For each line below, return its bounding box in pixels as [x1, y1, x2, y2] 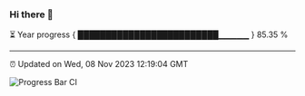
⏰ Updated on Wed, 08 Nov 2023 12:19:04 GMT [9, 59, 189, 70]
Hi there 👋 [9, 8, 54, 21]
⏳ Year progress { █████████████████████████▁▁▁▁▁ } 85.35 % [9, 29, 289, 40]
